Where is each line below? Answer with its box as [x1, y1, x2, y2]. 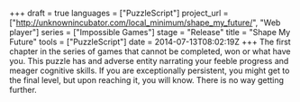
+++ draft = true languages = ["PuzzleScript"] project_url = [9, 8, 229, 18]
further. [9, 85, 38, 95]
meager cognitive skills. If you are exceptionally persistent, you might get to [9, 65, 290, 76]
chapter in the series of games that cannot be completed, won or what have [9, 46, 291, 57]
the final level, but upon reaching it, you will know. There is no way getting [9, 75, 285, 85]
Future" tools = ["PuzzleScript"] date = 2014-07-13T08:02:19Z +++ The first [9, 36, 291, 47]
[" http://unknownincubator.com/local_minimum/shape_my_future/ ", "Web [9, 17, 281, 28]
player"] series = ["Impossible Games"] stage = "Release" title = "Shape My [9, 27, 291, 37]
